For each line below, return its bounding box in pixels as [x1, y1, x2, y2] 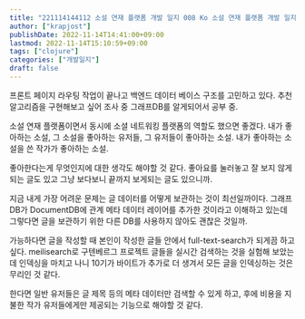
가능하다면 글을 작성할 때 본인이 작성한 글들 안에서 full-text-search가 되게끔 [9, 235, 279, 246]
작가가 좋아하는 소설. [35, 142, 109, 154]
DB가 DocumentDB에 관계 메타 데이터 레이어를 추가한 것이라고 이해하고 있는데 [9, 204, 288, 215]
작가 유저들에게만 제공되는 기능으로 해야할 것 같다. [25, 299, 203, 310]
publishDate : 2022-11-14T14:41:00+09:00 [9, 30, 165, 39]
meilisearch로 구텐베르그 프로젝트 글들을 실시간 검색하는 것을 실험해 [28, 246, 271, 256]
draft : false [9, 64, 59, 73]
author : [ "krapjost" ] [9, 22, 92, 31]
